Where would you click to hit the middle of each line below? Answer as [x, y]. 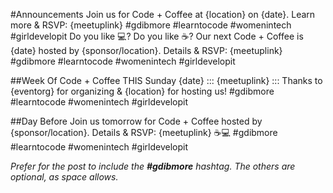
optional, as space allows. [64, 177]
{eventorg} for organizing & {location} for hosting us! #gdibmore [142, 91]
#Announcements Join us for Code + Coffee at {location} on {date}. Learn [163, 14]
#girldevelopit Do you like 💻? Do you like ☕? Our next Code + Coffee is [157, 36]
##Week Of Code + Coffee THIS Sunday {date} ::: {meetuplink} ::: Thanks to [166, 80]
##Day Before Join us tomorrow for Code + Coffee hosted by [136, 121]
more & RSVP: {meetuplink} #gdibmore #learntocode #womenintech [151, 25]
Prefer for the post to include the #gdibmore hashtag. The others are [153, 166]
